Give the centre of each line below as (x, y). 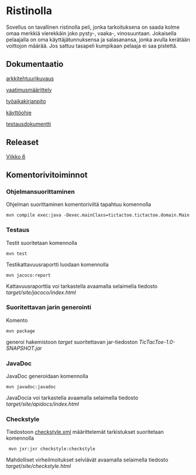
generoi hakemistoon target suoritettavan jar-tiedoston (72, 342)
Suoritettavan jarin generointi (49, 308)
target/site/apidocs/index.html (42, 404)
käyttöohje (19, 112)
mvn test (17, 254)
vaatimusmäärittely (29, 90)
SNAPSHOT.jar (24, 348)
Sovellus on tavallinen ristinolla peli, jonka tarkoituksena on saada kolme (93, 27)
